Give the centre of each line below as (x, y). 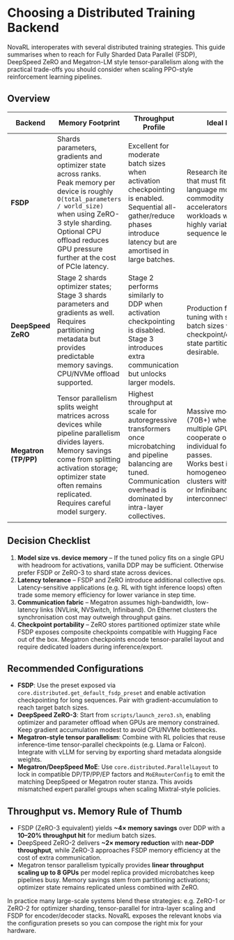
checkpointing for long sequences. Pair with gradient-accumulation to (117, 700)
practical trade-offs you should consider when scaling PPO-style (100, 69)
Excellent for (148, 146)
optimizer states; (84, 286)
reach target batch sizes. (53, 707)
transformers (149, 429)
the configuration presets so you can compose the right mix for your (105, 923)
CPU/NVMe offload (88, 374)
